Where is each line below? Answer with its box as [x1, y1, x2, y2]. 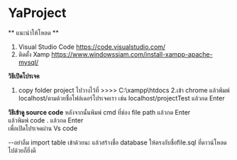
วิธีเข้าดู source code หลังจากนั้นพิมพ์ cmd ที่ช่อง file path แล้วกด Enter [8, 108, 191, 116]
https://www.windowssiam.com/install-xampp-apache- [51, 50, 213, 58]
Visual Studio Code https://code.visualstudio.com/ [18, 42, 166, 51]
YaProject [8, 5, 67, 21]
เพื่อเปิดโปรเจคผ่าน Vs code [8, 124, 77, 132]
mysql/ [18, 58, 39, 67]
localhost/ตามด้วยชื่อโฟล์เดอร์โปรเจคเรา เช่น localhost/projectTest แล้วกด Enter [18, 93, 226, 102]
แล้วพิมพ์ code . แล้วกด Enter [8, 115, 84, 125]
